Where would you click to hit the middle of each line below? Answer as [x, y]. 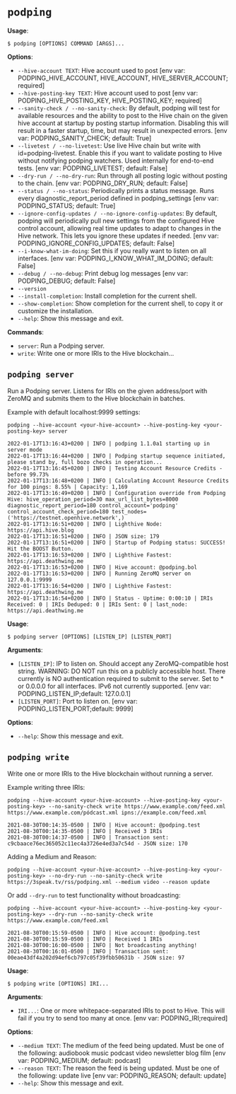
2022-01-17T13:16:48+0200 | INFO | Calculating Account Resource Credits [118, 481]
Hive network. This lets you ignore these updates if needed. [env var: [118, 235]
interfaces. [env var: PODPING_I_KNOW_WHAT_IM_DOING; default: [116, 258]
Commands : [26, 332]
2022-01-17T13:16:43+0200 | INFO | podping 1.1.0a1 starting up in [109, 443]
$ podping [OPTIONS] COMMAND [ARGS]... [66, 43]
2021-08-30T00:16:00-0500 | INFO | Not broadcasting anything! [102, 945]
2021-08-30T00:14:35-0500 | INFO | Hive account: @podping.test [104, 825]
